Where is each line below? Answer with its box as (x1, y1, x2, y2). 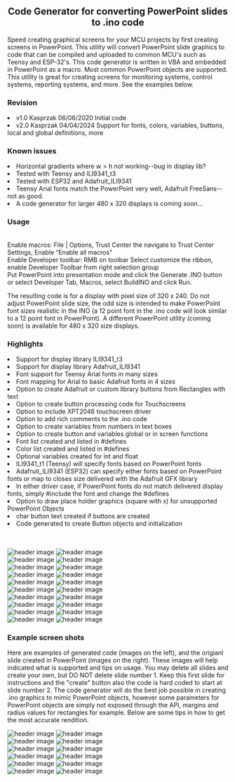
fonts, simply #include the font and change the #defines (7, 489, 170, 498)
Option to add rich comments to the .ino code (16, 415, 147, 423)
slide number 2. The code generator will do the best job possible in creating (7, 686, 227, 695)
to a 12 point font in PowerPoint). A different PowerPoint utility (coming (7, 314, 211, 322)
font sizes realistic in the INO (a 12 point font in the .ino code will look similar (7, 306, 227, 315)
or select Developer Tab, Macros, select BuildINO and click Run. (7, 278, 192, 286)
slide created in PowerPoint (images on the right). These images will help (7, 656, 219, 665)
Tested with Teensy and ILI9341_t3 (16, 169, 116, 178)
